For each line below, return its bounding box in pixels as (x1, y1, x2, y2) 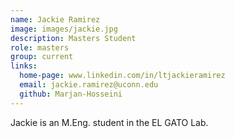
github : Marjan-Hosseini (19, 89, 123, 99)
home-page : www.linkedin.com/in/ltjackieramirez (19, 71, 226, 81)
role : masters (10, 42, 70, 53)
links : (10, 61, 38, 71)
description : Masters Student (10, 33, 137, 43)
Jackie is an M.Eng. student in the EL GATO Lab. (10, 116, 209, 128)
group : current (10, 52, 74, 62)
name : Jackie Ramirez (10, 14, 101, 25)
